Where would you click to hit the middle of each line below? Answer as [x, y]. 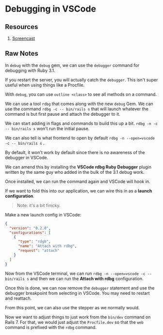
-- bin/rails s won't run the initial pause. [47, 128]
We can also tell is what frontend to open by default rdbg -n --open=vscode [80, 138]
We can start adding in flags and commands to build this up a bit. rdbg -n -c [81, 123]
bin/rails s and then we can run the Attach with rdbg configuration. [74, 278]
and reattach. [18, 298]
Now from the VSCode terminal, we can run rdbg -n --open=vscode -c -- [78, 273]
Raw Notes [22, 53]
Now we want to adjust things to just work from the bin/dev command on [78, 317]
